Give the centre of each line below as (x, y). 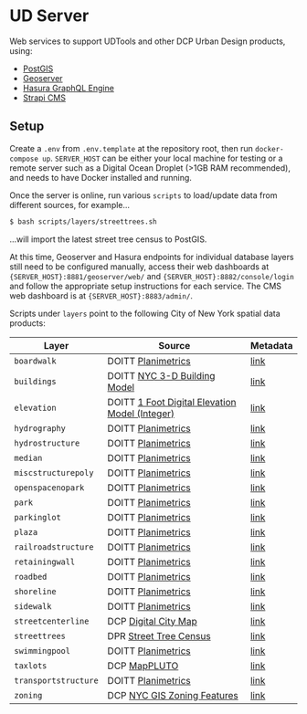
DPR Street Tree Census (159, 635)
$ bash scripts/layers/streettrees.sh (83, 221)
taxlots (31, 666)
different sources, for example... (70, 205)
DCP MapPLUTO (143, 666)
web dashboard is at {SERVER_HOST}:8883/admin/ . (101, 295)
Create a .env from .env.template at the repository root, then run (132, 148)
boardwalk (35, 361)
